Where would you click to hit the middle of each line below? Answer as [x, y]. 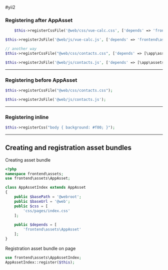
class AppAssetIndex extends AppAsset [45, 188]
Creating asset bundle [28, 160]
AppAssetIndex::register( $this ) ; [40, 262]
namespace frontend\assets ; [34, 174]
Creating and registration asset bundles [68, 148]
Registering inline [27, 117]
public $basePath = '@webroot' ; [48, 197]
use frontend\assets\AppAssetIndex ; [43, 257]
